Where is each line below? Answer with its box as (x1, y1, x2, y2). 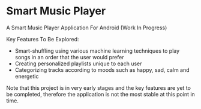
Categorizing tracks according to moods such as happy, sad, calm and (14, 66, 190, 73)
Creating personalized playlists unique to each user (14, 60, 142, 67)
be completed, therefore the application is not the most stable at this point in (6, 90, 195, 98)
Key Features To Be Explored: (6, 35, 79, 43)
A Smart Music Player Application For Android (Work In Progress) (6, 24, 167, 31)
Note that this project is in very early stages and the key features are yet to (6, 84, 191, 91)
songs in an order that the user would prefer (14, 53, 124, 60)
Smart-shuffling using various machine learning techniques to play (14, 47, 180, 54)
